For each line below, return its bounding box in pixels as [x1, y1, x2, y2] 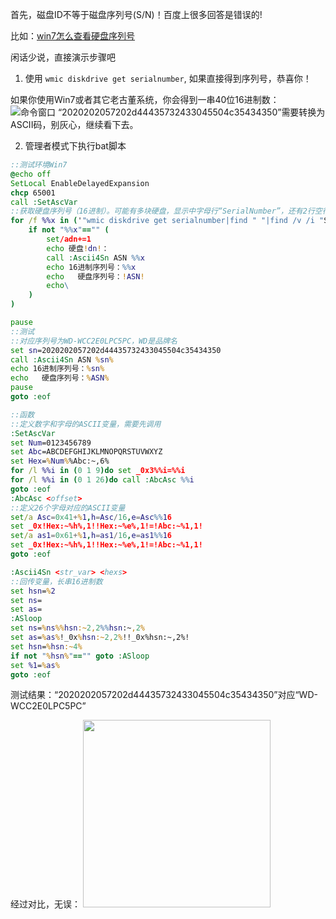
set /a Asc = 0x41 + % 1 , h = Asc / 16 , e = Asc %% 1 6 [10, 512, 172, 522]
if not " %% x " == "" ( [28, 225, 110, 235]
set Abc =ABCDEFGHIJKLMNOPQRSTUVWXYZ [10, 447, 163, 457]
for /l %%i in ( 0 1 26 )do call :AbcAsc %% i [10, 475, 195, 485]
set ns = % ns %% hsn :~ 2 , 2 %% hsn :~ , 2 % [10, 623, 145, 633]
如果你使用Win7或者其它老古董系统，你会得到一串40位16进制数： [10, 94, 280, 105]
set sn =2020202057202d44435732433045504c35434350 [10, 345, 222, 355]
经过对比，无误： [10, 898, 81, 910]
